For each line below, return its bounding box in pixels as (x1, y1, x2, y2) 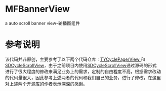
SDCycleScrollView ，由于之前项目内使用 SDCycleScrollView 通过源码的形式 (5, 62, 157, 68)
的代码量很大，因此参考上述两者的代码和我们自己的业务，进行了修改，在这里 (5, 74, 161, 80)
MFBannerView (5, 3, 70, 15)
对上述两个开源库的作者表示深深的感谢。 (5, 81, 87, 87)
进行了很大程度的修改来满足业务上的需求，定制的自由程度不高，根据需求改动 (5, 68, 161, 74)
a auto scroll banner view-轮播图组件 (5, 20, 80, 26)
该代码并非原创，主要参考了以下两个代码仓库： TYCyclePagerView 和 (5, 56, 145, 62)
